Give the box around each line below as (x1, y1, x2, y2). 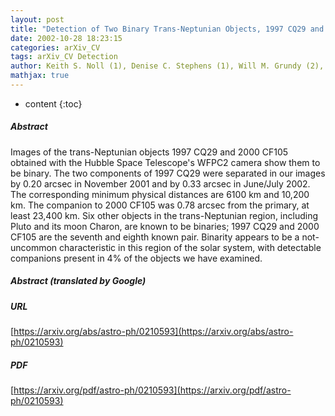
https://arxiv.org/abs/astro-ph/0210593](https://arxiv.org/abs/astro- (13, 326, 294, 338)
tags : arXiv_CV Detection (10, 52, 118, 62)
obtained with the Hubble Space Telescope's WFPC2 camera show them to (10, 156, 321, 168)
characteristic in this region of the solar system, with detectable (59, 241, 322, 253)
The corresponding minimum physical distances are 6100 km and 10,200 (10, 188, 310, 200)
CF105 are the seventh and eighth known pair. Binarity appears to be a (10, 231, 300, 243)
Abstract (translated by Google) (10, 275, 147, 287)
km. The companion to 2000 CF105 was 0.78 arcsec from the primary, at (10, 199, 310, 211)
